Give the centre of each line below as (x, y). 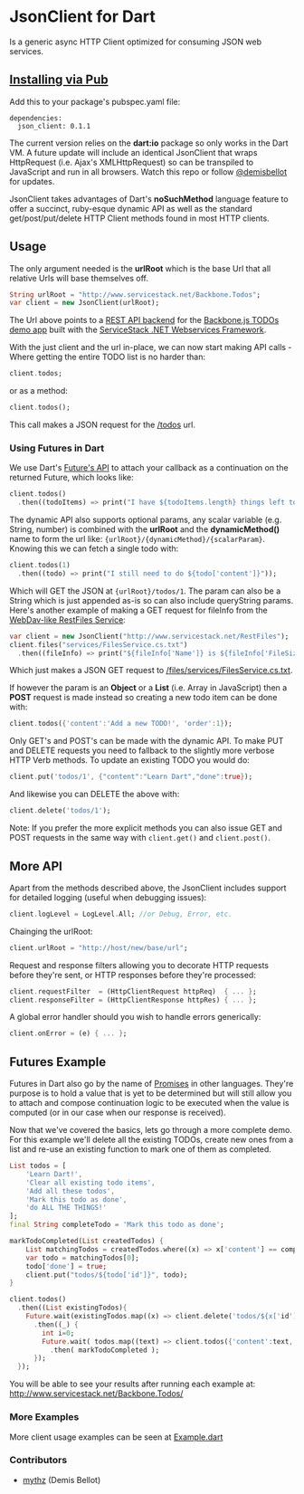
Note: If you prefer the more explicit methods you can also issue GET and (146, 828)
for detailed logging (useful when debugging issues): (108, 897)
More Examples (44, 1417)
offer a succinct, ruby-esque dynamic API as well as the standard (131, 208)
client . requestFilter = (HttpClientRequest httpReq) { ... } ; (133, 991)
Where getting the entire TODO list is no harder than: (108, 357)
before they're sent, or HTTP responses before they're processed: (133, 975)
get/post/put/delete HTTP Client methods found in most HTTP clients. (139, 218)
